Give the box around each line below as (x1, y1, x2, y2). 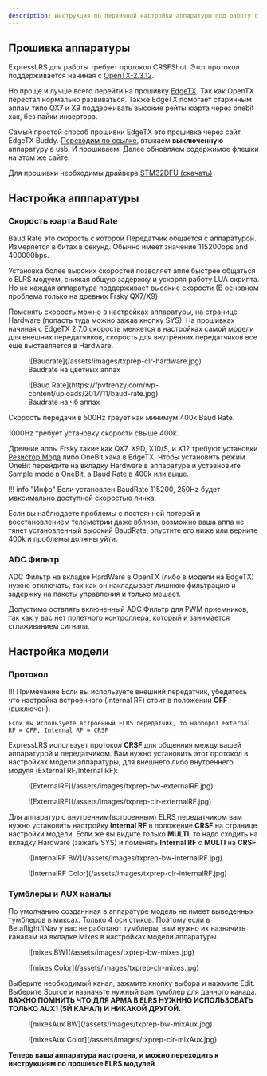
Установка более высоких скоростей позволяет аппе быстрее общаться (8, 266, 256, 276)
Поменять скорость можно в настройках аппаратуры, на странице (8, 307, 238, 316)
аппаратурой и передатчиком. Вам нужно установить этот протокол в (8, 748, 249, 759)
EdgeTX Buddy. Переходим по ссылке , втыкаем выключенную (8, 136, 224, 145)
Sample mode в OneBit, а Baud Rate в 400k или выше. (8, 469, 190, 479)
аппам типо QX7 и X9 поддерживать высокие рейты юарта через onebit (8, 103, 254, 113)
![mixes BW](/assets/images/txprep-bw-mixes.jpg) (28, 947, 195, 957)
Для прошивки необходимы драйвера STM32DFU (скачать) (8, 169, 213, 178)
